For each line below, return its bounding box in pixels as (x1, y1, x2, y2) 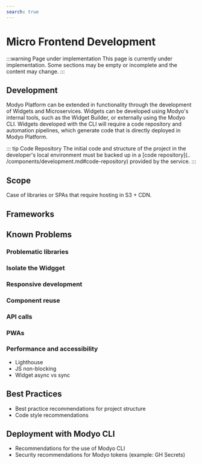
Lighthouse (14, 358, 43, 366)
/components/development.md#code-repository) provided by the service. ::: (6, 158, 197, 165)
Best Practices (6, 389, 62, 399)
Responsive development (6, 280, 83, 288)
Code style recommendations (14, 411, 89, 419)
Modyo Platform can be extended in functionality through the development (6, 101, 192, 109)
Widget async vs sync (14, 371, 71, 378)
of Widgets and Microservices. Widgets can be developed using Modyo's (6, 108, 189, 115)
